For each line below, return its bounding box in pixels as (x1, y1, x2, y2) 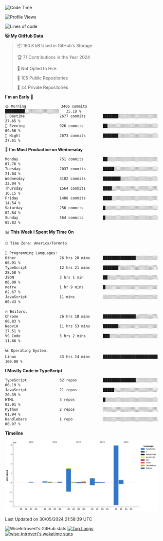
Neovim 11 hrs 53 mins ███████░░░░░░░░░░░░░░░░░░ (5, 324, 158, 329)
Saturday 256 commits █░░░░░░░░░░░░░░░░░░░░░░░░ (5, 205, 158, 210)
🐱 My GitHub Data (5, 33, 44, 39)
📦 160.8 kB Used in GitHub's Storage (17, 43, 92, 48)
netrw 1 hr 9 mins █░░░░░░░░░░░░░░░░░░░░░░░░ (5, 285, 158, 290)
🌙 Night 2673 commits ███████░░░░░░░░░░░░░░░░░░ (5, 133, 158, 138)
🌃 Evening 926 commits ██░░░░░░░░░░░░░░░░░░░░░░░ (5, 123, 158, 128)
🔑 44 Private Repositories (17, 84, 68, 90)
